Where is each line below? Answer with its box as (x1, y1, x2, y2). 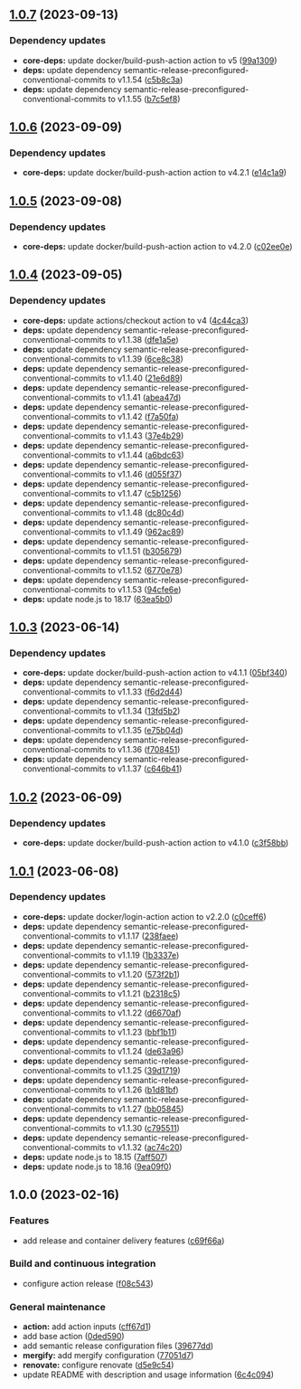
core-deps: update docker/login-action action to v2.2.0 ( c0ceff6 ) (22, 911, 267, 921)
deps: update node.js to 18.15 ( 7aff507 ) (22, 1151, 168, 1162)
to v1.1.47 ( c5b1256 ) (108, 487, 183, 498)
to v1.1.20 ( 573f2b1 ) (108, 969, 181, 979)
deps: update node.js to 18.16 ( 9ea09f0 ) (22, 1161, 172, 1172)
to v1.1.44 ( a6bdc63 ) (108, 449, 184, 460)
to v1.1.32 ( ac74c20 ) (108, 1141, 183, 1152)
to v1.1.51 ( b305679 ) (108, 545, 183, 556)
